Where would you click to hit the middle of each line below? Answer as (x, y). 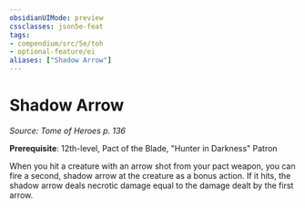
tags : (20, 35)
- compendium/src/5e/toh (56, 43)
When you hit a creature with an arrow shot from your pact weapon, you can (152, 166)
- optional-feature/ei (52, 52)
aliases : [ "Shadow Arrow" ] (61, 60)
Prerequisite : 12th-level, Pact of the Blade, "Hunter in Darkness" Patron (143, 148)
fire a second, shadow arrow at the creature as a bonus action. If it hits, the (150, 175)
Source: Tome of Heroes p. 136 (67, 130)
